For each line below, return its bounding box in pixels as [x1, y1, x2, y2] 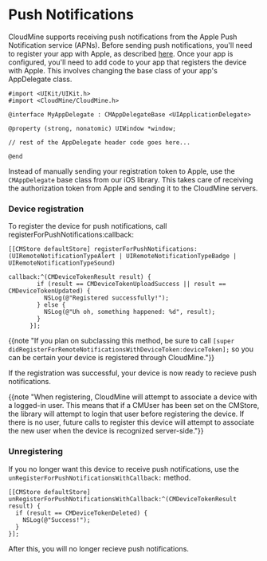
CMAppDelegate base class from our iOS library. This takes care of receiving [8, 175, 253, 184]
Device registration [8, 203, 84, 214]
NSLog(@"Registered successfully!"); [43, 294, 170, 302]
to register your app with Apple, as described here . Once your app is [8, 49, 234, 58]
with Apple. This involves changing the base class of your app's [8, 65, 218, 75]
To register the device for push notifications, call [8, 222, 167, 231]
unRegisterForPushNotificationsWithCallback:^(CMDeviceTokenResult [8, 495, 238, 503]
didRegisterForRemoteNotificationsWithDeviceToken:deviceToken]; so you [8, 344, 253, 354]
